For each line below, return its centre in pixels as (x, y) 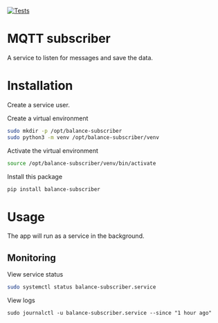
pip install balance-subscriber (54, 189)
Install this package (35, 176)
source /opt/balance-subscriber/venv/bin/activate (82, 163)
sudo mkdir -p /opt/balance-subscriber (65, 131)
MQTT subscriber (59, 39)
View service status (35, 275)
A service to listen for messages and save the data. (80, 57)
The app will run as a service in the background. (76, 236)
